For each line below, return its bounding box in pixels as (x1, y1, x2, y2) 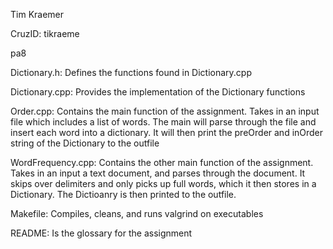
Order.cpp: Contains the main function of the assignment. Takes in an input (10, 105, 320, 117)
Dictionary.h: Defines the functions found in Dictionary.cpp (10, 67, 252, 78)
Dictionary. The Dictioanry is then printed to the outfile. (10, 189, 237, 200)
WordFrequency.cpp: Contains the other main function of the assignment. (10, 157, 314, 168)
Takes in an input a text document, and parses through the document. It (10, 167, 306, 179)
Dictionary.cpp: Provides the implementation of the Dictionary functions (10, 86, 306, 98)
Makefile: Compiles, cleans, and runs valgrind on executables (10, 208, 264, 219)
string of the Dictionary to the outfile (10, 137, 160, 149)
